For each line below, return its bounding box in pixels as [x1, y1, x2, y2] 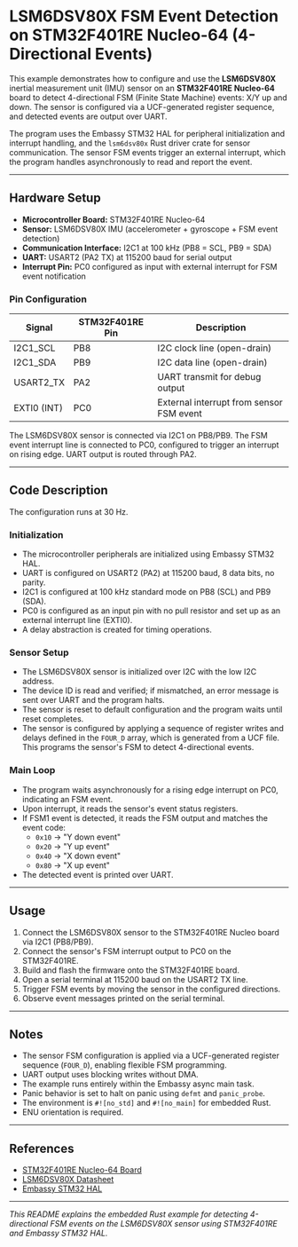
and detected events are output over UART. [9, 111, 168, 122]
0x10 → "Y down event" [35, 832, 122, 842]
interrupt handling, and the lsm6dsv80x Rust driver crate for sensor [9, 138, 251, 148]
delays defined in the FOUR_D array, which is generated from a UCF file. [21, 732, 280, 743]
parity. [21, 577, 46, 588]
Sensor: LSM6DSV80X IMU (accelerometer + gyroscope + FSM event [21, 224, 278, 234]
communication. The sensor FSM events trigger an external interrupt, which [9, 146, 286, 157]
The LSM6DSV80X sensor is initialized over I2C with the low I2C [21, 667, 257, 677]
